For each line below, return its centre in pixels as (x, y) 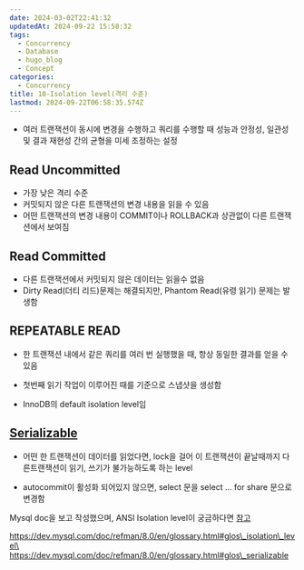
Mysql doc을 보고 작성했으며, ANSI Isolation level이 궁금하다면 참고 (130, 517)
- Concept (36, 69)
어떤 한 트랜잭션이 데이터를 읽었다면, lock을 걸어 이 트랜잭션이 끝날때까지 (152, 456)
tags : (20, 35)
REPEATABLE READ (65, 331)
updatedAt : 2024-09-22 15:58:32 (70, 26)
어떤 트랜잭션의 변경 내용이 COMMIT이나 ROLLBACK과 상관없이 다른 (145, 215)
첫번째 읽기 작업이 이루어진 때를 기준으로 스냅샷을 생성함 (122, 385)
